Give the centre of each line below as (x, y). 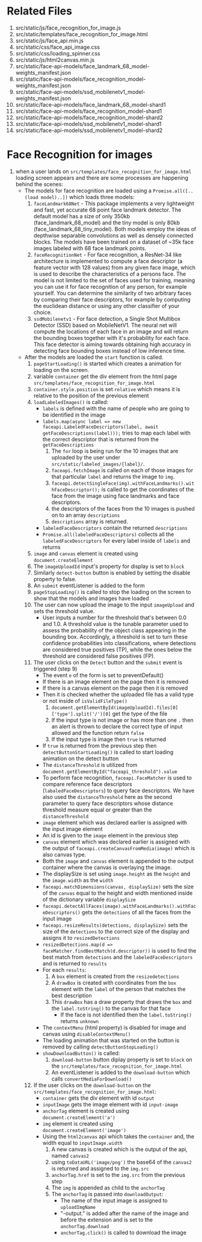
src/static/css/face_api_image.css (58, 47)
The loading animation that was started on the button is (111, 1040)
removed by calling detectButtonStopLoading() (100, 1047)
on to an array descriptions (86, 515)
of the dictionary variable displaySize (89, 899)
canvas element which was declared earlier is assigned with (116, 842)
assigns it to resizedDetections (81, 938)
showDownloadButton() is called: (81, 1053)
